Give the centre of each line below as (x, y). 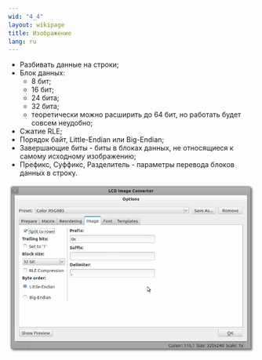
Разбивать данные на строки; (69, 65)
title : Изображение (40, 33)
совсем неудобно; (62, 123)
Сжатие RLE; (41, 131)
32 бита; (45, 107)
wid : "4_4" (26, 16)
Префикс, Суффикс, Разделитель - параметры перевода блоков (127, 165)
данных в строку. (49, 173)
